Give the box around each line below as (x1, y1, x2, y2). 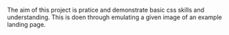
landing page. (7, 21, 46, 28)
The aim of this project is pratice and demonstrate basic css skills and (7, 6, 204, 14)
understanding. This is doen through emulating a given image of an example (7, 13, 222, 21)
